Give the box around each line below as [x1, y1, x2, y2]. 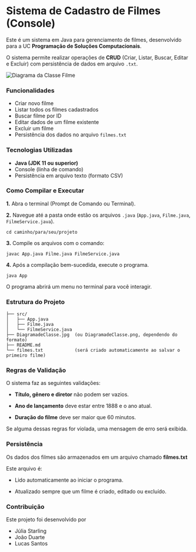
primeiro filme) [6, 352, 46, 358]
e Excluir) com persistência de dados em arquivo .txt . [6, 60, 138, 67]
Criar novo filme [14, 100, 54, 107]
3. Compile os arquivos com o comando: [6, 239, 105, 246]
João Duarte [14, 534, 45, 541]
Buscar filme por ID [14, 112, 62, 119]
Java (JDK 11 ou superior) [14, 159, 78, 166]
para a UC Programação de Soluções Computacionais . [6, 43, 142, 50]
